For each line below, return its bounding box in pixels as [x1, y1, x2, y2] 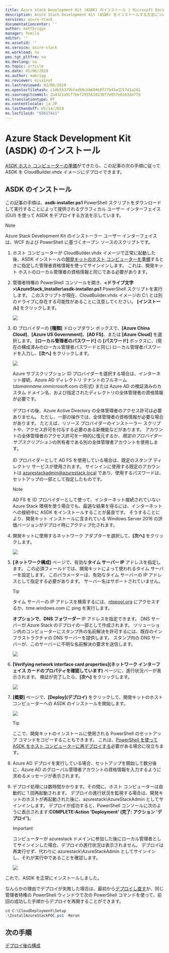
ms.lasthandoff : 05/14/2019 [5, 106, 64, 111]
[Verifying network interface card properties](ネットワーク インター [12, 661, 156, 667]
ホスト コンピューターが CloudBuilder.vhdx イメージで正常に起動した [12, 250, 156, 256]
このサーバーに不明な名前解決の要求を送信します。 [30, 641, 136, 647]
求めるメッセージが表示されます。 [12, 773, 83, 779]
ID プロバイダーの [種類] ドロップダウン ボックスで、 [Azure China [12, 325, 150, 331]
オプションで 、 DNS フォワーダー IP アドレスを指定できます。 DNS [12, 615, 150, 622]
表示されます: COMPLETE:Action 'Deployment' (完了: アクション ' [21, 808, 158, 814]
